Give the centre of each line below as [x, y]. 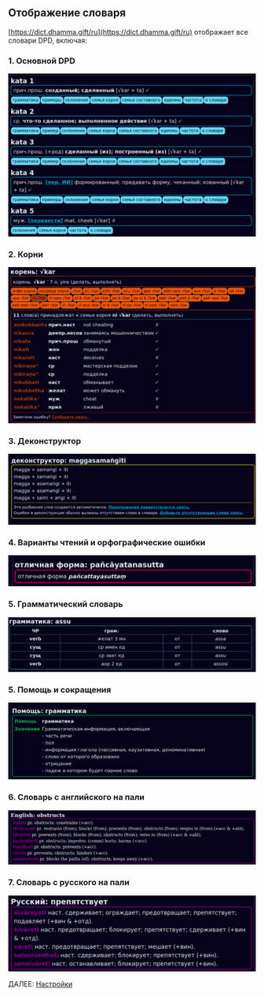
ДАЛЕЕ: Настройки [40, 984]
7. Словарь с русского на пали [69, 883]
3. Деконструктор [45, 441]
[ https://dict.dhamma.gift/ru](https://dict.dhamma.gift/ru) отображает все [128, 32]
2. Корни [26, 254]
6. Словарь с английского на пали [77, 797]
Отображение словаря [67, 13]
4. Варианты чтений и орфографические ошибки [107, 543]
